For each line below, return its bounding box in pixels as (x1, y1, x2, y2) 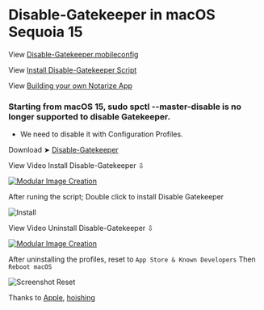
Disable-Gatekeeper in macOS (8, 6, 216, 24)
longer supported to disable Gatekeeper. (8, 111, 171, 122)
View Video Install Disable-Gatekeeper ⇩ (8, 161, 145, 170)
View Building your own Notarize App (8, 81, 133, 90)
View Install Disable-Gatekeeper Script (8, 65, 137, 74)
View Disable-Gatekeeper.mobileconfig (8, 49, 139, 59)
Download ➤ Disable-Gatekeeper (8, 145, 119, 155)
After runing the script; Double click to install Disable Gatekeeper (8, 192, 224, 202)
